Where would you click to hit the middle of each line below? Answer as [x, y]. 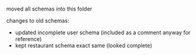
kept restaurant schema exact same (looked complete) [83, 46]
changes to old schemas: [38, 20]
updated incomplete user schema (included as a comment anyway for [103, 32]
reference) [28, 39]
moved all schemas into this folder [49, 9]
